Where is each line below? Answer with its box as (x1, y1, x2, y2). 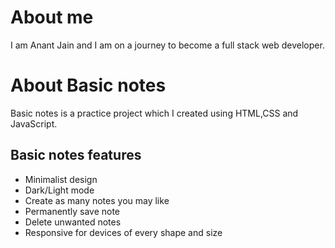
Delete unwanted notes (24, 216, 122, 228)
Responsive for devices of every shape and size (24, 226, 223, 238)
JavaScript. (10, 117, 58, 130)
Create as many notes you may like (24, 194, 170, 206)
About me (10, 6, 94, 29)
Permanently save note (24, 205, 121, 217)
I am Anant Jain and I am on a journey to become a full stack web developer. (10, 39, 325, 51)
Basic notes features (10, 147, 142, 164)
